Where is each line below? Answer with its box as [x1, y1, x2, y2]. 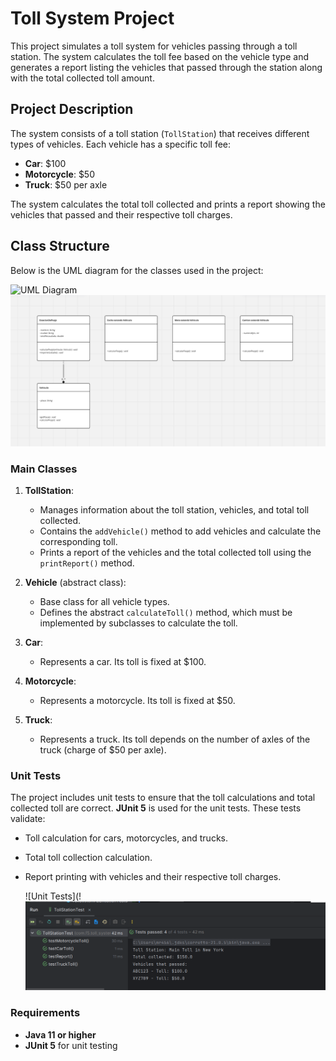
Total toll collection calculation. [24, 852, 153, 864]
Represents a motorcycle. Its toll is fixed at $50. [39, 695, 236, 707]
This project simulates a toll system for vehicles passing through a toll [10, 40, 298, 52]
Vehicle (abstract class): [24, 577, 127, 589]
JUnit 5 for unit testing [24, 1039, 118, 1051]
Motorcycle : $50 [24, 168, 95, 180]
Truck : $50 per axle [24, 178, 108, 191]
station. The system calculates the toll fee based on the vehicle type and [10, 50, 309, 62]
